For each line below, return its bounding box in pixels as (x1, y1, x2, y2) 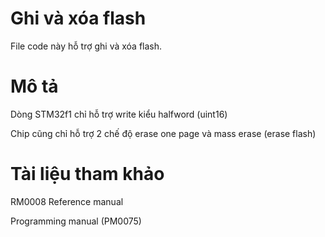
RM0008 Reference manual (10, 195, 124, 207)
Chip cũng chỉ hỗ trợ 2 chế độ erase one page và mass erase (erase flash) (10, 127, 317, 139)
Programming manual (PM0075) (10, 215, 142, 227)
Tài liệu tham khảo (10, 163, 165, 186)
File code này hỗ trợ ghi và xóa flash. (10, 40, 163, 52)
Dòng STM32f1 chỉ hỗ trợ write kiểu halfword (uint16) (10, 108, 228, 120)
